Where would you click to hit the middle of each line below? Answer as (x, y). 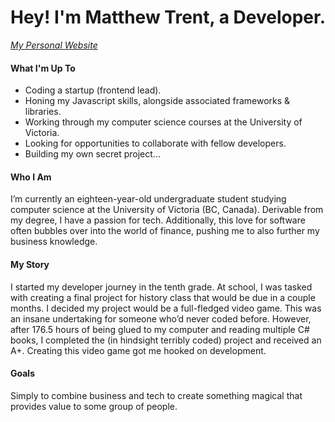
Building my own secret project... (92, 154)
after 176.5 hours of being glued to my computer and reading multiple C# (160, 329)
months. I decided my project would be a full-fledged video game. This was (166, 308)
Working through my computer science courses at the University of (163, 122)
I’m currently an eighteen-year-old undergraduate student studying (148, 199)
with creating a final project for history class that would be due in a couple (163, 297)
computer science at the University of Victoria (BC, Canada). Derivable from (167, 210)
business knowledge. (54, 242)
